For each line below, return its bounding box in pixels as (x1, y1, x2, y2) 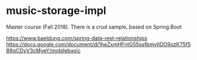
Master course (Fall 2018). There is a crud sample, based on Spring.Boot (6, 23, 182, 30)
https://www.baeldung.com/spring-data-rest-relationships (6, 34, 148, 41)
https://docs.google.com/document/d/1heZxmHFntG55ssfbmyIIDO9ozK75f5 (6, 41, 191, 48)
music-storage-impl (6, 4, 106, 17)
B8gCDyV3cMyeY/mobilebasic (6, 47, 81, 54)
